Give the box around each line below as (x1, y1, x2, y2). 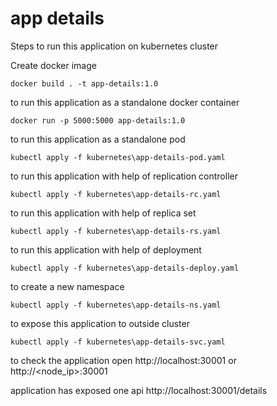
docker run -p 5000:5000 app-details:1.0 (10, 115, 186, 126)
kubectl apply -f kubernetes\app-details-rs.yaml (10, 226, 222, 236)
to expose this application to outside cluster (10, 317, 190, 329)
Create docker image (10, 59, 97, 71)
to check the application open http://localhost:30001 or (10, 354, 237, 366)
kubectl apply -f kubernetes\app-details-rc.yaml (10, 189, 222, 199)
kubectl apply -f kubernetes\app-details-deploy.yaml (10, 263, 240, 273)
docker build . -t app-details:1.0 (10, 78, 159, 89)
